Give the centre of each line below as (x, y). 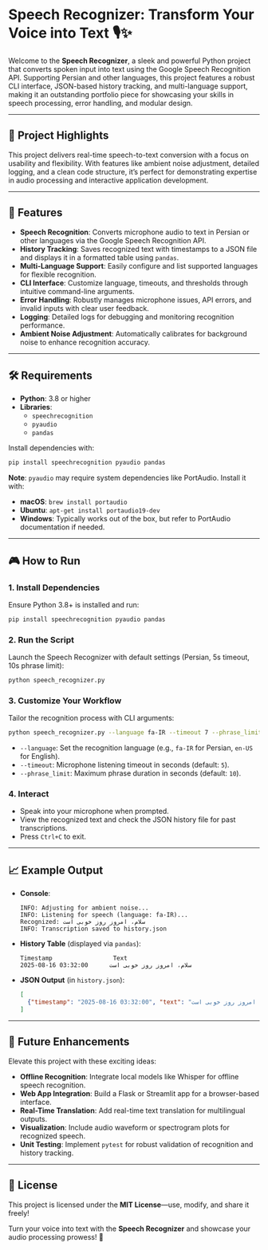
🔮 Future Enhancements (69, 1042)
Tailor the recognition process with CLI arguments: (91, 718)
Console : (35, 894)
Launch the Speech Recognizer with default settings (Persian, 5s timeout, (129, 657)
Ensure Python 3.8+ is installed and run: (74, 604)
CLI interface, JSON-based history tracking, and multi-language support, (128, 86)
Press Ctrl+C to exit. (53, 837)
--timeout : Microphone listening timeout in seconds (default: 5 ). (124, 765)
